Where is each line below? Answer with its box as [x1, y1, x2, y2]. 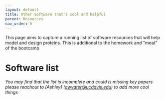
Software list [5, 62, 59, 74]
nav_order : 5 [5, 21, 32, 26]
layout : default [5, 7, 39, 12]
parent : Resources [5, 16, 43, 21]
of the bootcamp [5, 45, 40, 51]
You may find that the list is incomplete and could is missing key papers [5, 79, 153, 85]
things [5, 90, 18, 96]
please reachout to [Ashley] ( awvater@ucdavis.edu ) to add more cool [5, 84, 150, 90]
